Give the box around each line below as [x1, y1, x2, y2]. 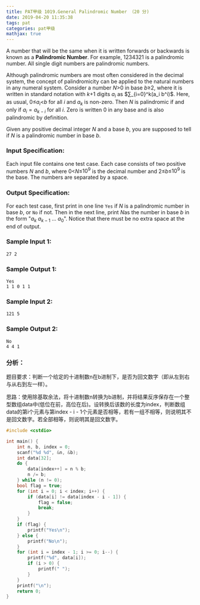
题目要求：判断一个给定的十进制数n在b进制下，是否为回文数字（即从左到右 [6, 374, 190, 381]
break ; [37, 505, 55, 511]
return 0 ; [17, 588, 42, 594]
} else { [17, 532, 39, 539]
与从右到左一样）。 [6, 381, 51, 388]
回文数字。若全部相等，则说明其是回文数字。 [11, 416, 121, 423]
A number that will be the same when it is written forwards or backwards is [6, 47, 190, 54]
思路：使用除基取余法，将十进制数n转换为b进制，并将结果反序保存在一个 [6, 393, 185, 400]
